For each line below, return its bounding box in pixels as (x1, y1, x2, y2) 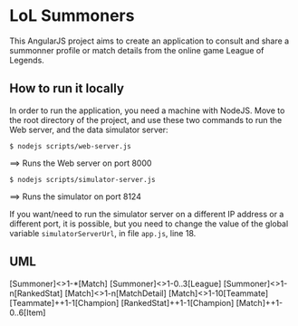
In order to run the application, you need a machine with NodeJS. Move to (9, 105, 285, 116)
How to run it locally (9, 81, 125, 96)
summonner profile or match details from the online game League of (9, 44, 264, 55)
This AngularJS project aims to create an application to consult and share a (9, 35, 290, 46)
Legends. (9, 54, 45, 65)
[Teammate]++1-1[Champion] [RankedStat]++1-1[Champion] (9, 297, 235, 308)
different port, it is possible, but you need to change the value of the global (9, 218, 289, 229)
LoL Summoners (9, 5, 135, 26)
